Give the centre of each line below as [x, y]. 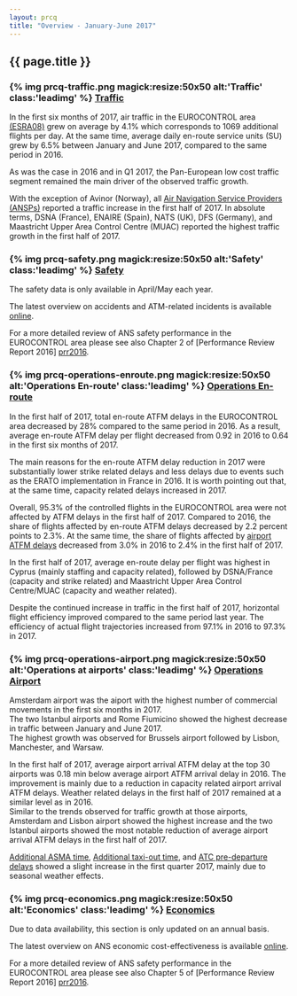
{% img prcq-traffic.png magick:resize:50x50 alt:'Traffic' [136, 87]
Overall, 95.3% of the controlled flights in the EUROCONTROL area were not [148, 507]
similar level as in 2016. [51, 802]
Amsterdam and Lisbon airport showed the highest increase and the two [141, 821]
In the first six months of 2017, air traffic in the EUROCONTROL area [133, 117]
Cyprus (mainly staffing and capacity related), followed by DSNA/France [141, 572]
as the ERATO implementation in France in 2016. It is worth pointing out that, [148, 480]
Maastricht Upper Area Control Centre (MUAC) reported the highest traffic [145, 227]
